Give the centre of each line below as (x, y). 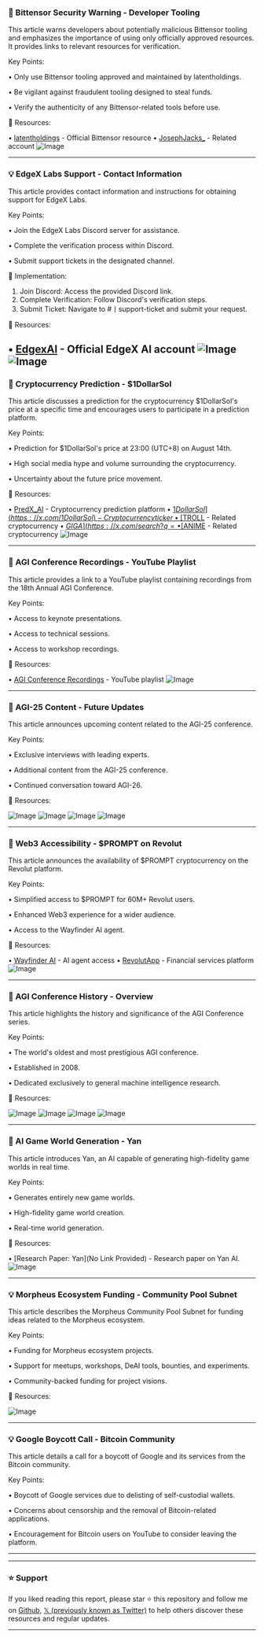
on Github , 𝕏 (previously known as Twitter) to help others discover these (126, 1610)
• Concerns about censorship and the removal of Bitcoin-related (112, 1510)
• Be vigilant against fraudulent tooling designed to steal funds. (110, 92)
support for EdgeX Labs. (48, 199)
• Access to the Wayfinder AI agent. (66, 930)
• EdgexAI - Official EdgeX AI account (102, 349)
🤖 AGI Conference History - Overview (81, 996)
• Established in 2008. (44, 1068)
